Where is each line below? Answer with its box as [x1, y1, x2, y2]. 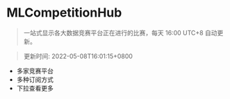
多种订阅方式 [16, 75, 54, 84]
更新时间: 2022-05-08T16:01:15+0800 [23, 52, 133, 60]
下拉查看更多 [16, 84, 54, 92]
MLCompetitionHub [6, 5, 122, 21]
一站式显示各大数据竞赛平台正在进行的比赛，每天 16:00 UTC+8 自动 [23, 28, 217, 37]
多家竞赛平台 [16, 66, 54, 75]
